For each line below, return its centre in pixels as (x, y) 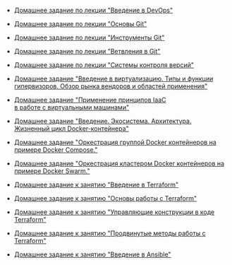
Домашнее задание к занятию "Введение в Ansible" (92, 254)
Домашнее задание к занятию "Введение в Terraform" (96, 184)
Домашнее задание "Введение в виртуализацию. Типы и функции (114, 78)
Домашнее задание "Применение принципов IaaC (90, 100)
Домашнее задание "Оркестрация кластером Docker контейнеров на (119, 163)
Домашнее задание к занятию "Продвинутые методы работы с (110, 233)
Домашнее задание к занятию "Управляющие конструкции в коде (114, 212)
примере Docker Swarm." (52, 171)
